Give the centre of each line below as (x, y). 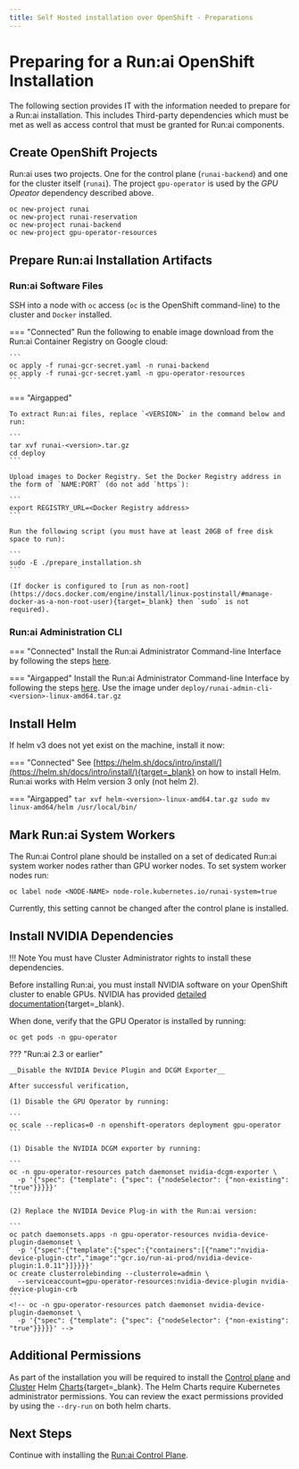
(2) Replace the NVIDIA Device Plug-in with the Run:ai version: (133, 1211)
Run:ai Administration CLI (66, 632)
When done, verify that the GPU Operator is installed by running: (128, 1020)
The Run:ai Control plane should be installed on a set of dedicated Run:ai (143, 856)
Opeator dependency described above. (82, 193)
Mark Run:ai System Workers (92, 835)
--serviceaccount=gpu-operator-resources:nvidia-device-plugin (137, 1281)
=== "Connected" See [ (53, 763)
